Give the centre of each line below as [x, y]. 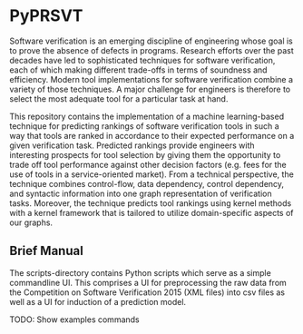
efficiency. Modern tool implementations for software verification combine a [151, 79]
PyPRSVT [46, 16]
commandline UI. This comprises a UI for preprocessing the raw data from [148, 282]
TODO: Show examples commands [74, 319]
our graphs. [31, 222]
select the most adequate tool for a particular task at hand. [119, 98]
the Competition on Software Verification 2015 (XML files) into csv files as [147, 292]
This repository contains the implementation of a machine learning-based [147, 116]
